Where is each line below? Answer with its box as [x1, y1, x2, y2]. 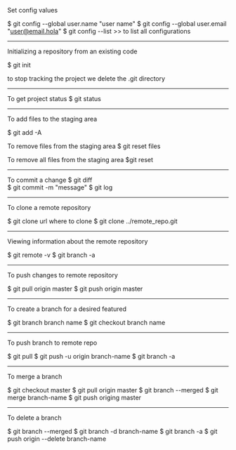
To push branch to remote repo [7, 338, 98, 347]
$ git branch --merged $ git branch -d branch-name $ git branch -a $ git [7, 428, 218, 435]
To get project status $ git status [7, 95, 102, 102]
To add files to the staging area [7, 115, 98, 123]
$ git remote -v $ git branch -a [7, 251, 96, 259]
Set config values [7, 6, 58, 14]
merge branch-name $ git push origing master [7, 393, 142, 402]
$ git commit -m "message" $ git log [7, 183, 113, 192]
